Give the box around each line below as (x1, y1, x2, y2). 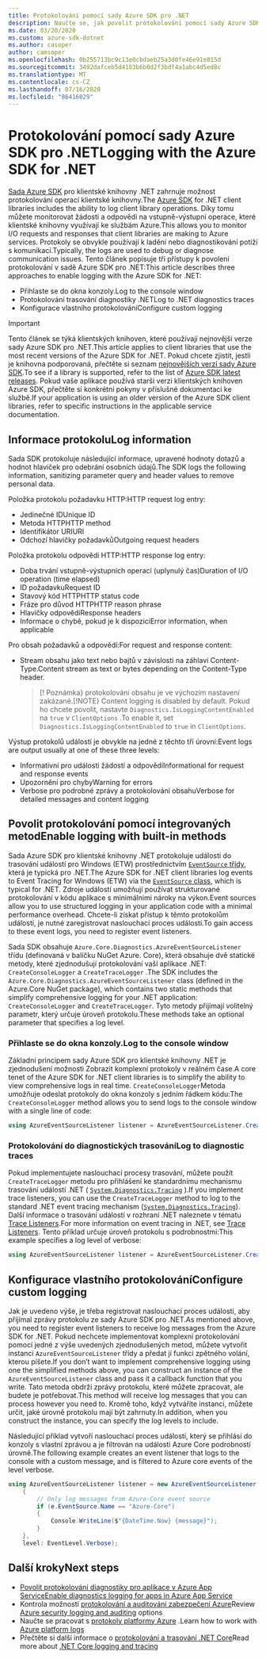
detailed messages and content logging (19, 795, 149, 803)
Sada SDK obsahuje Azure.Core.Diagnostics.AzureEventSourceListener (8, 941, 241, 952)
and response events (19, 769, 89, 778)
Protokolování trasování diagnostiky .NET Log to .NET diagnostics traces (19, 295, 255, 305)
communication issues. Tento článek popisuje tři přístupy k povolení (8, 255, 230, 264)
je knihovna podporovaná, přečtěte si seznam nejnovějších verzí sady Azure (8, 359, 256, 369)
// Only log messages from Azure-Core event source (36, 1495, 211, 1503)
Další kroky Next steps (8, 1561, 120, 1575)
